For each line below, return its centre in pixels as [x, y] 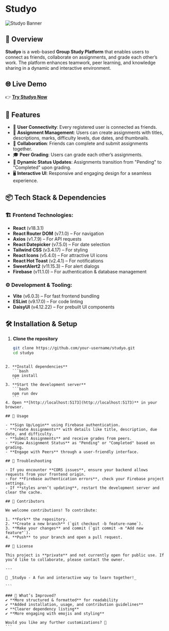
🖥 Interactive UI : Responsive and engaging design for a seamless [82, 173]
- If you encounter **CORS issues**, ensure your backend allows [77, 470]
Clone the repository [35, 339]
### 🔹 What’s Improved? [31, 596]
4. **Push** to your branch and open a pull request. [64, 537]
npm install [25, 376]
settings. [16, 483]
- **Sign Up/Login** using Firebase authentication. [63, 425]
